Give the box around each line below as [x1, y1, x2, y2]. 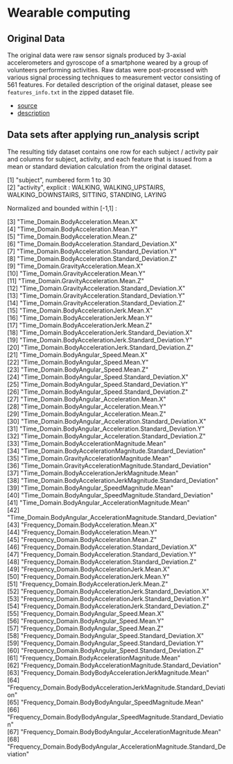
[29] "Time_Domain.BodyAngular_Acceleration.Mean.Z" [7, 409, 166, 418]
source [17, 102, 38, 109]
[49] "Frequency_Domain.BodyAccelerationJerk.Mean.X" [7, 565, 171, 573]
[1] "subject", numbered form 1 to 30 [7, 175, 111, 184]
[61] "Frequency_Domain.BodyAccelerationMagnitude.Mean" [7, 653, 181, 662]
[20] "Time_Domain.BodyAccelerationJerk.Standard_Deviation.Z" [7, 343, 194, 351]
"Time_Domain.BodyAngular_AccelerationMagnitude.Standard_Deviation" [7, 513, 217, 521]
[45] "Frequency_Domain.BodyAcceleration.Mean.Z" [7, 535, 157, 543]
